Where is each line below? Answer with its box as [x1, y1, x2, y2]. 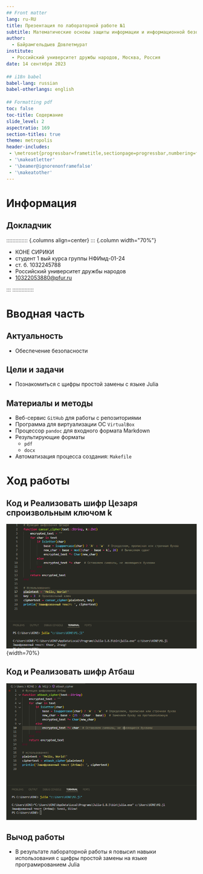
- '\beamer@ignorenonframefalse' [8, 163, 94, 169]
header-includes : [6, 144, 50, 150]
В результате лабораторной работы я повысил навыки [14, 848, 156, 855]
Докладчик [6, 220, 52, 231]
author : [6, 35, 26, 42]
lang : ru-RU [6, 16, 36, 22]
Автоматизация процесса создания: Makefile [14, 453, 132, 460]
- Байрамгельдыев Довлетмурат [11, 42, 88, 48]
